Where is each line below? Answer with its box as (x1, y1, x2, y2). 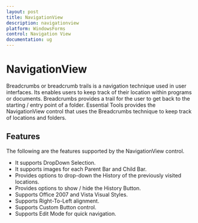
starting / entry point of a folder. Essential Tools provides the (6, 101, 156, 109)
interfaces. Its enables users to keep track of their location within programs (6, 88, 192, 96)
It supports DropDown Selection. (14, 159, 96, 166)
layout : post (6, 8, 39, 15)
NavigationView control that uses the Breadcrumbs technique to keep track (6, 107, 192, 114)
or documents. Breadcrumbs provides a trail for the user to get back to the (6, 95, 190, 102)
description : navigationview (6, 20, 79, 26)
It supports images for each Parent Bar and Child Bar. (14, 165, 147, 173)
